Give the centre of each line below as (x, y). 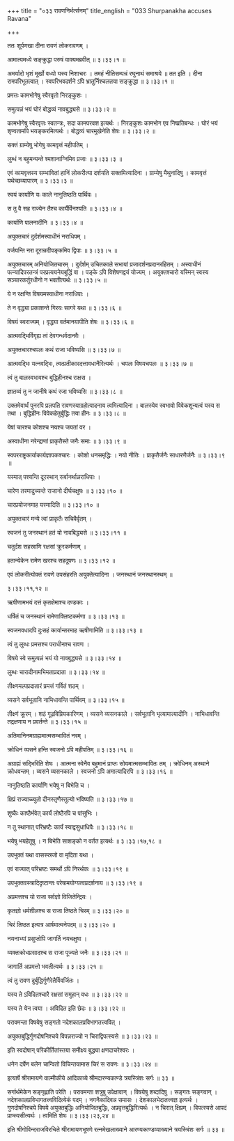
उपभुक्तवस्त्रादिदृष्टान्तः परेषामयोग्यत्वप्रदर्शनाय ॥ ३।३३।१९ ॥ (75, 883)
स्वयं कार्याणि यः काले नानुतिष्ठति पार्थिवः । (52, 194)
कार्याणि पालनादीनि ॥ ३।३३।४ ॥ (45, 222)
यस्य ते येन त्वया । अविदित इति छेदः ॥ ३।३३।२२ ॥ (66, 1008)
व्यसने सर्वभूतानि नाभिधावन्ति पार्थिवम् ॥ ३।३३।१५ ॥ (66, 700)
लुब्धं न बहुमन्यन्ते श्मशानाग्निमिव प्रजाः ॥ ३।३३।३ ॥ (65, 159)
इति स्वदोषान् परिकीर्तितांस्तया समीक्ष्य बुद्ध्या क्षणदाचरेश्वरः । (71, 1050)
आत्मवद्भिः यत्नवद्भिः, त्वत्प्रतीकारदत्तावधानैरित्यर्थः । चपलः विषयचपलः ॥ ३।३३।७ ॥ (100, 363)
